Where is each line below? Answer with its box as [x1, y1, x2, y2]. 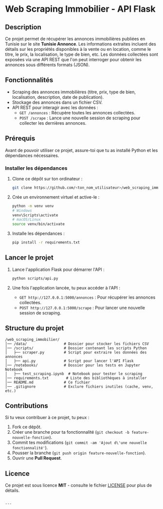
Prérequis [5, 134, 36, 143]
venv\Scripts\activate [12, 213, 58, 218]
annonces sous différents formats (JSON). [5, 62, 90, 67]
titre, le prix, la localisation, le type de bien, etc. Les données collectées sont [5, 51, 158, 57]
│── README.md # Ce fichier [5, 380, 91, 385]
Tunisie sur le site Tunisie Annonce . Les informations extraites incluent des [5, 41, 157, 47]
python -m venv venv [12, 203, 54, 208]
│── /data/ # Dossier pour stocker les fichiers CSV [5, 341, 149, 346]
